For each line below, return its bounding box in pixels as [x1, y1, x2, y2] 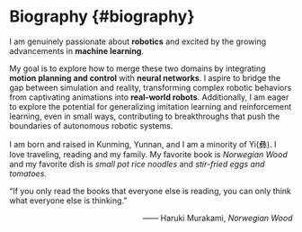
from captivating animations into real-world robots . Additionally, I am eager [9, 92, 289, 103]
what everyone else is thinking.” [9, 195, 128, 206]
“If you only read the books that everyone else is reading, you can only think [9, 185, 292, 196]
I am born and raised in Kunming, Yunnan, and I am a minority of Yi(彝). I [9, 138, 277, 149]
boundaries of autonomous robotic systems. [9, 120, 173, 131]
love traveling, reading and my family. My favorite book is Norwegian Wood [9, 148, 288, 159]
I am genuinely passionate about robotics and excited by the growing [9, 36, 267, 47]
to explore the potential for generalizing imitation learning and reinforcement [9, 101, 292, 112]
